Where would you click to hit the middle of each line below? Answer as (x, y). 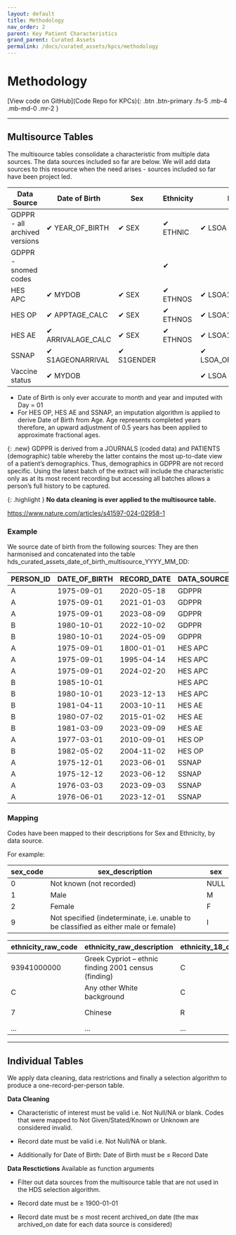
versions (25, 241)
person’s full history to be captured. (59, 486)
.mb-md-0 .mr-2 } (33, 108)
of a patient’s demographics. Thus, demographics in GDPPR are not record (115, 463)
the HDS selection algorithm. (59, 1190)
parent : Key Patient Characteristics (63, 33)
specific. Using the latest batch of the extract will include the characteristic (116, 471)
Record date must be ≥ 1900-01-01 (67, 1203)
